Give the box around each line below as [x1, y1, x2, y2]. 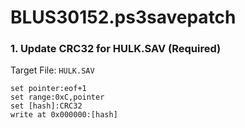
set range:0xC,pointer [10, 92, 105, 103]
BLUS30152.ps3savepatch [10, 6, 237, 29]
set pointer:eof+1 [10, 84, 87, 94]
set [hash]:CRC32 [10, 101, 83, 111]
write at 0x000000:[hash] [10, 110, 118, 120]
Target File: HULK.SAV [10, 64, 95, 76]
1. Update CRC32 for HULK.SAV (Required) [10, 42, 222, 56]
